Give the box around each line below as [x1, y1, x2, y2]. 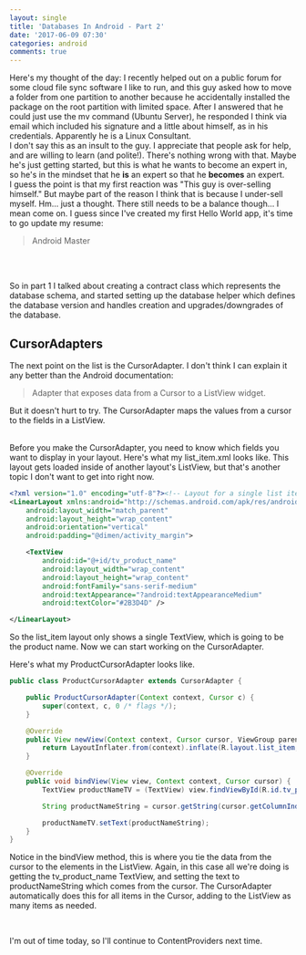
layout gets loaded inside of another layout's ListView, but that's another [9, 462, 280, 472]
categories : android [9, 38, 88, 48]
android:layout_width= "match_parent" [25, 505, 169, 515]
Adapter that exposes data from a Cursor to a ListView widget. [31, 387, 266, 398]
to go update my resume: [9, 218, 104, 229]
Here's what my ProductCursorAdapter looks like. [9, 659, 196, 670]
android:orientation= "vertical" [25, 523, 148, 532]
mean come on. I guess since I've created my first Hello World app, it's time [9, 208, 293, 219]
